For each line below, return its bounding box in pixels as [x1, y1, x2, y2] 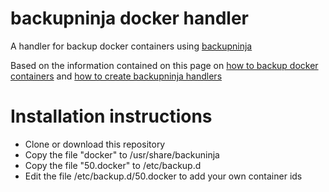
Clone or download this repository [24, 138, 166, 150]
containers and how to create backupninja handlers [10, 70, 223, 82]
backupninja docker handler [10, 7, 249, 30]
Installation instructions [10, 105, 213, 128]
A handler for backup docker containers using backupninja [10, 40, 253, 52]
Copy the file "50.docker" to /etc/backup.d [24, 159, 202, 171]
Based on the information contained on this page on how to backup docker [10, 59, 319, 71]
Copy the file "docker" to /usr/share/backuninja [24, 148, 220, 161]
